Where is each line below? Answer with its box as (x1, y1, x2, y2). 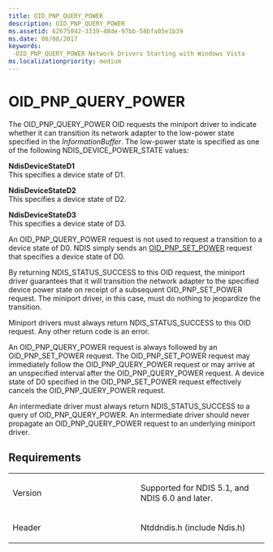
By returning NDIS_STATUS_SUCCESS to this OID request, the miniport (8, 267, 245, 277)
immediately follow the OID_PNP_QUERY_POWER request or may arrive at (8, 359, 255, 369)
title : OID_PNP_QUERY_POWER (8, 11, 104, 20)
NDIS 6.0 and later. (141, 492, 213, 503)
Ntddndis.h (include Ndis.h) (141, 522, 246, 533)
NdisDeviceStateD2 (8, 185, 76, 195)
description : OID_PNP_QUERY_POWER (8, 20, 126, 28)
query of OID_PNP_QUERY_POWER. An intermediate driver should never (8, 410, 250, 419)
